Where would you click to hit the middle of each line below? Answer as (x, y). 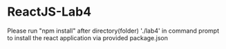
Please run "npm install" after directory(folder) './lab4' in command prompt (113, 31)
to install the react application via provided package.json (87, 37)
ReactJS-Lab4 (49, 12)
